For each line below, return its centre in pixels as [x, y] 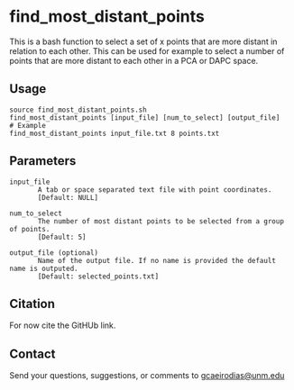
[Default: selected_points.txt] [98, 277]
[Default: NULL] [68, 197]
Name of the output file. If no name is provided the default [157, 260]
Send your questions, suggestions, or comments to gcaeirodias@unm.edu [147, 376]
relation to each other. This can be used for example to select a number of [147, 50]
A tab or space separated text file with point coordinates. [155, 190]
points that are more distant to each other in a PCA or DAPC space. [134, 60]
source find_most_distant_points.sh [78, 110]
